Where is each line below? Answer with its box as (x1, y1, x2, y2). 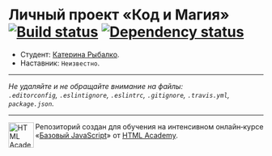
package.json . (8, 99, 54, 108)
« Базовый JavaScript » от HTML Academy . (35, 130, 178, 140)
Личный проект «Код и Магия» (8, 6, 230, 24)
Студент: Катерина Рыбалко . (19, 49, 120, 59)
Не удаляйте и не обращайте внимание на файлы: (8, 81, 184, 91)
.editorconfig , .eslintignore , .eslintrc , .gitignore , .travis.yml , (8, 90, 230, 99)
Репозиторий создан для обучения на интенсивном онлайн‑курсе (35, 121, 264, 131)
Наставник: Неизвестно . (19, 58, 100, 68)
